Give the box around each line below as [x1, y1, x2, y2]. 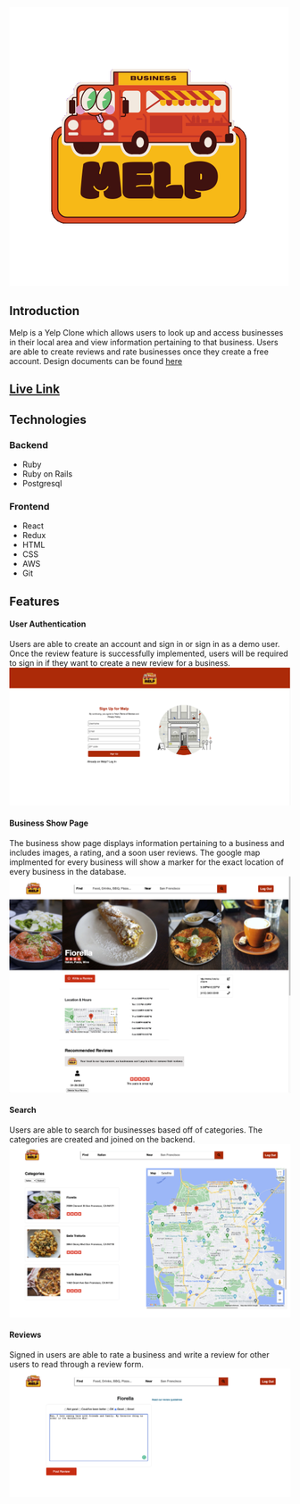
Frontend [9, 500, 50, 512]
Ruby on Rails [21, 468, 73, 479]
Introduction [9, 303, 80, 319]
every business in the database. [9, 866, 127, 877]
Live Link [9, 382, 61, 397]
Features [9, 594, 60, 609]
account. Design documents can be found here [9, 355, 183, 366]
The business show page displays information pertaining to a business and [9, 837, 285, 848]
